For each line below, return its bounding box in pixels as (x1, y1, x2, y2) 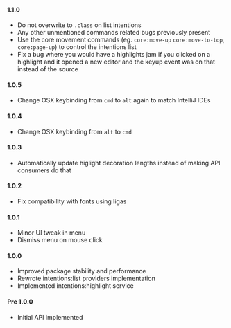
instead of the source (17, 65, 78, 73)
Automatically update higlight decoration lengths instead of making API (17, 158, 221, 167)
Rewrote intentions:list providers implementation (17, 274, 156, 283)
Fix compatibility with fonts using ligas (17, 197, 127, 206)
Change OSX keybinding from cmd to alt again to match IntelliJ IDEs (17, 96, 211, 104)
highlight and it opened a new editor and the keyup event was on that (17, 57, 216, 66)
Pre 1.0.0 (7, 298, 33, 306)
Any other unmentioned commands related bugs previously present (17, 28, 211, 37)
